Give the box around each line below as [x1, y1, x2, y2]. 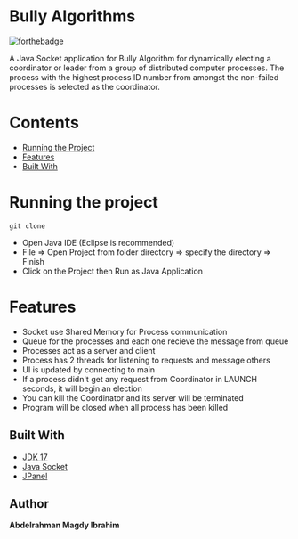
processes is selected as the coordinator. [9, 81, 160, 92]
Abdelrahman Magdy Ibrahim [9, 519, 120, 531]
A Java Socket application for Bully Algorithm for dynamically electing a [9, 53, 271, 63]
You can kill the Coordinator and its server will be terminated [21, 392, 245, 403]
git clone [9, 221, 46, 231]
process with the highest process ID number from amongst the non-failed [9, 71, 279, 82]
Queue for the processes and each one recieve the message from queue [21, 336, 289, 347]
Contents [9, 113, 80, 133]
